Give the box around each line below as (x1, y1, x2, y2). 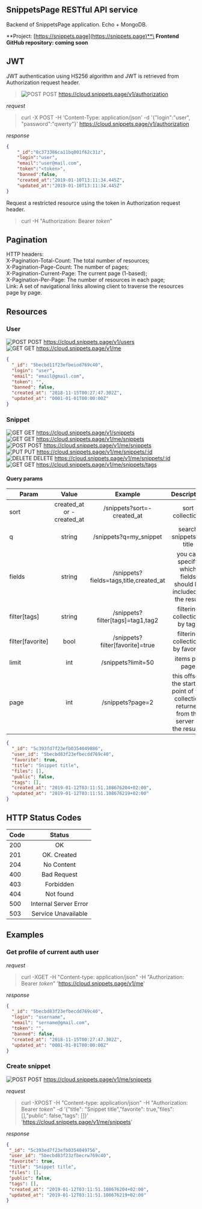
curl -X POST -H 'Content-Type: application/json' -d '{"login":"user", (20, 114, 191, 121)
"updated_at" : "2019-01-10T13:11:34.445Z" (17, 183, 122, 189)
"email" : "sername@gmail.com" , (11, 1020, 90, 1026)
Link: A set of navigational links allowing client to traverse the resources (6, 283, 184, 290)
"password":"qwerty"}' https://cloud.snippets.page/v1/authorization (20, 120, 189, 127)
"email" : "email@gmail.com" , (11, 373, 85, 379)
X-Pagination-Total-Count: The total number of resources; (6, 257, 150, 264)
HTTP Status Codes (6, 813, 82, 823)
